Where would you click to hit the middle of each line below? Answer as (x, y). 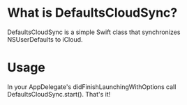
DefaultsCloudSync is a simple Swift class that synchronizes (94, 32)
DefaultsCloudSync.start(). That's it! (59, 94)
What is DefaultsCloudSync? (92, 13)
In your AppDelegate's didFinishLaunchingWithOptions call (92, 87)
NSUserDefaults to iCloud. (45, 39)
